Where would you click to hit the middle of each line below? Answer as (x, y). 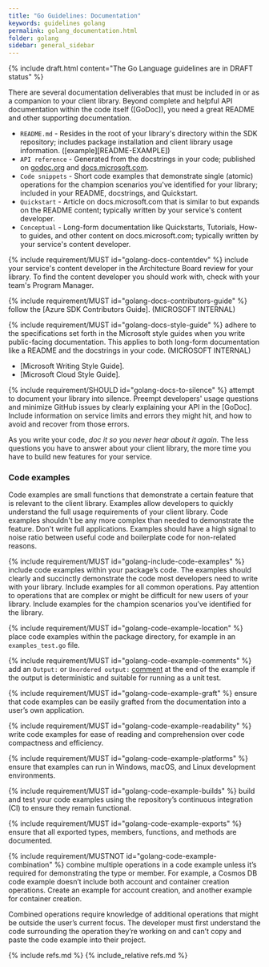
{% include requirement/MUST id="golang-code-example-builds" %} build (132, 791)
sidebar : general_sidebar (51, 46)
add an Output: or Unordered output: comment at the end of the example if (132, 670)
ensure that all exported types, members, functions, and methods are (122, 832)
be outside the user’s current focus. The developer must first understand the (134, 923)
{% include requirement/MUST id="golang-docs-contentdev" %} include (128, 260)
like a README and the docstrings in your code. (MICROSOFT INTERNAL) (130, 350)
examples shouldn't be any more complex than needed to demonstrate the (131, 520)
